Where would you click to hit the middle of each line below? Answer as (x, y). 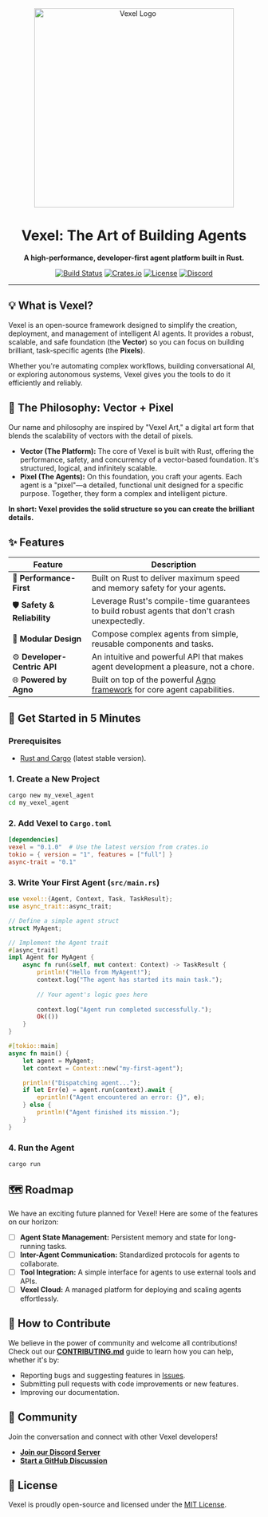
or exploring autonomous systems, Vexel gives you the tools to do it (120, 374)
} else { (37, 1105)
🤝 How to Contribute (60, 1324)
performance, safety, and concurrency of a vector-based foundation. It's (139, 459)
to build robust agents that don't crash (163, 611)
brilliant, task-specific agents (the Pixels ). (77, 350)
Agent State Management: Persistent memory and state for (118, 1237)
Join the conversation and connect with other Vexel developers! (113, 1436)
